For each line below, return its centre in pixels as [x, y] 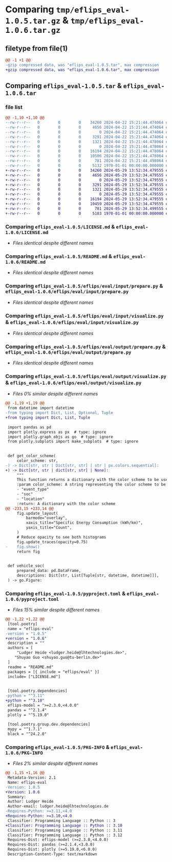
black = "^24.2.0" [27, 734]
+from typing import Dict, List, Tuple [48, 418]
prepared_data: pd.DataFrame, [49, 571]
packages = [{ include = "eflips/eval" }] [53, 672]
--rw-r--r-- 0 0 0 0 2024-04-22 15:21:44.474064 [84, 132]
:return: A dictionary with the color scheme [66, 504]
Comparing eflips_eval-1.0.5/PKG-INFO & [58, 747]
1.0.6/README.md [26, 262]
